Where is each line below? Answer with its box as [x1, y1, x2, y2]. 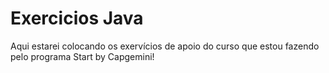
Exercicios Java [10, 7, 144, 30]
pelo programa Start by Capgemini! [10, 50, 155, 62]
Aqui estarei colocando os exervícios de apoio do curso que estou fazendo [10, 40, 320, 52]
